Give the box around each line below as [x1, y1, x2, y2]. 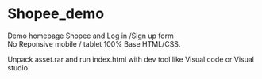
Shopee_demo [7, 5, 105, 23]
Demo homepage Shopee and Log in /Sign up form [7, 31, 174, 40]
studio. [7, 62, 30, 72]
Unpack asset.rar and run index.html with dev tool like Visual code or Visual [7, 55, 255, 64]
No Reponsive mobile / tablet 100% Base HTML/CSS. [7, 39, 181, 48]
